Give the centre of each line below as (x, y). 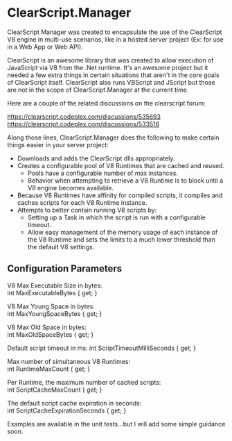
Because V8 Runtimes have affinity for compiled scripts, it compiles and (120, 195)
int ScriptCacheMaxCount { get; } (55, 390)
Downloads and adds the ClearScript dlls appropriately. (96, 158)
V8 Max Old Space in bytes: (47, 327)
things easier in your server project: (58, 144)
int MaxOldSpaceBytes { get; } (51, 334)
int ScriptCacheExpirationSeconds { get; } (67, 410)
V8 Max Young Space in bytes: (51, 306)
